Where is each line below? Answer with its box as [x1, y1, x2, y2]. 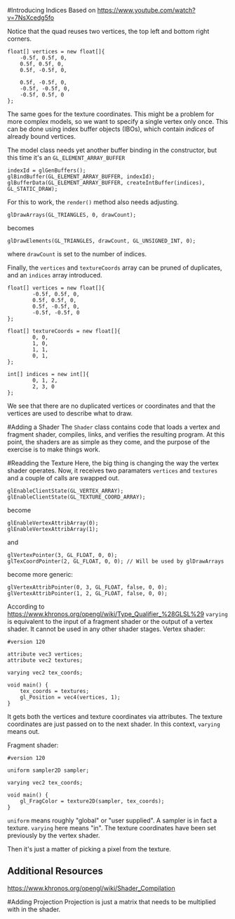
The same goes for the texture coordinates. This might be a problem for [7, 110, 215, 118]
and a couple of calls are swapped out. [7, 474, 120, 482]
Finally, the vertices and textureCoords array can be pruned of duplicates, [7, 263, 222, 272]
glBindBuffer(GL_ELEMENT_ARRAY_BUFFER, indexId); [7, 173, 156, 180]
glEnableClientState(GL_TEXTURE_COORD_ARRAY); [7, 494, 146, 501]
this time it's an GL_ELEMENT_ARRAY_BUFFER [7, 154, 126, 161]
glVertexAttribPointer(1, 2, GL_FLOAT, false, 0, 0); [7, 590, 168, 597]
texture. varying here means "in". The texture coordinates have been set [7, 824, 216, 832]
